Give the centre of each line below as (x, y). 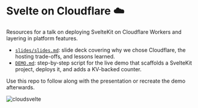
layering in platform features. (42, 38)
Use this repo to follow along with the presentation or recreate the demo (96, 81)
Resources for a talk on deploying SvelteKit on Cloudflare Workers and (94, 32)
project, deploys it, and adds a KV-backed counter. (78, 69)
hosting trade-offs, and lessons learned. (65, 56)
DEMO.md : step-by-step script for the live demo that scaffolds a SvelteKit (103, 63)
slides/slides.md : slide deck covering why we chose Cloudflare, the (100, 50)
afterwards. (21, 87)
